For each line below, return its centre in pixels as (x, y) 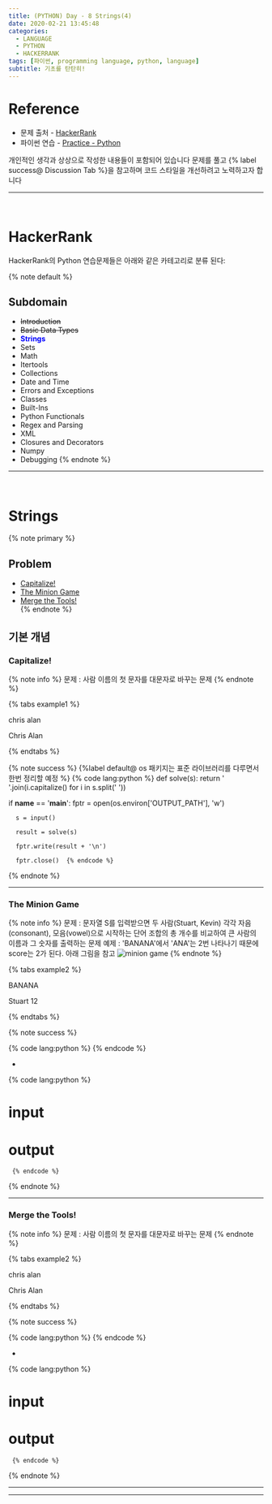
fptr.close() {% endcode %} (65, 860)
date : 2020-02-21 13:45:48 (54, 24)
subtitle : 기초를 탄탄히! (47, 69)
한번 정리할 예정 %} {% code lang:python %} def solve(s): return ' (117, 778)
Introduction (40, 322)
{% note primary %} (42, 538)
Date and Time (45, 382)
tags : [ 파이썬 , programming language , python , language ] (104, 62)
